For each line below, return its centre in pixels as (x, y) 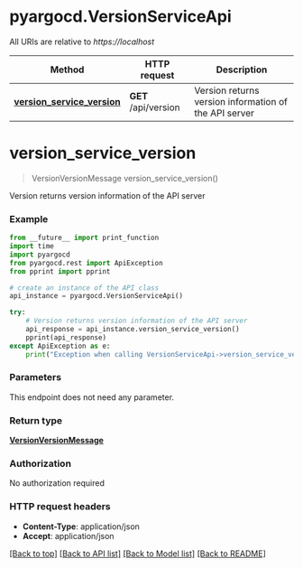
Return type (36, 420)
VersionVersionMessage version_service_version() (125, 178)
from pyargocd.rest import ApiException (87, 263)
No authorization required (57, 483)
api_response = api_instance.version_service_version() (133, 330)
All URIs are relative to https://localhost (82, 42)
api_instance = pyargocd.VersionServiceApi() (96, 296)
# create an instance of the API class (84, 288)
